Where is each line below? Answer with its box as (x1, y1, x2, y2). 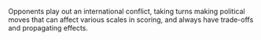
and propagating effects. (8, 24, 89, 32)
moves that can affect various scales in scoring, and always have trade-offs (8, 15, 254, 24)
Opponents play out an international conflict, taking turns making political (8, 7, 245, 16)
